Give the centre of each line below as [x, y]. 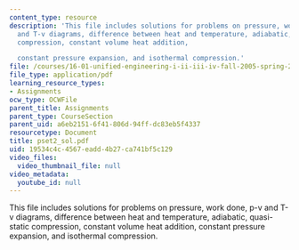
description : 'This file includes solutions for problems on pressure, [145, 26]
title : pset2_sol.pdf [49, 141]
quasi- [261, 217]
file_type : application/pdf [61, 75]
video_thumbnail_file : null [69, 165]
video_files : [33, 157]
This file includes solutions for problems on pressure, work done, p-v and [144, 208]
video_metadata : [39, 174]
